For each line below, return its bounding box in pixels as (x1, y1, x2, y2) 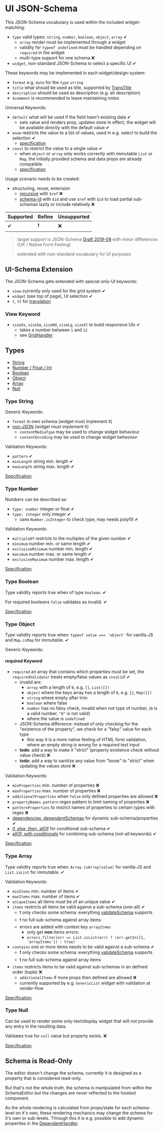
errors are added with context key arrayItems (19, 924, 111, 930)
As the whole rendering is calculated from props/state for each (5, 1104, 132, 1110)
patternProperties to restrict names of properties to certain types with (12, 804, 155, 811)
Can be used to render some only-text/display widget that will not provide (5, 1018, 154, 1024)
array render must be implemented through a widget (19, 39, 126, 45)
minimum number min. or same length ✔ (12, 541, 91, 547)
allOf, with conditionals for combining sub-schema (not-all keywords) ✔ (12, 831, 157, 837)
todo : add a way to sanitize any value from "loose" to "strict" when (19, 758, 155, 764)
